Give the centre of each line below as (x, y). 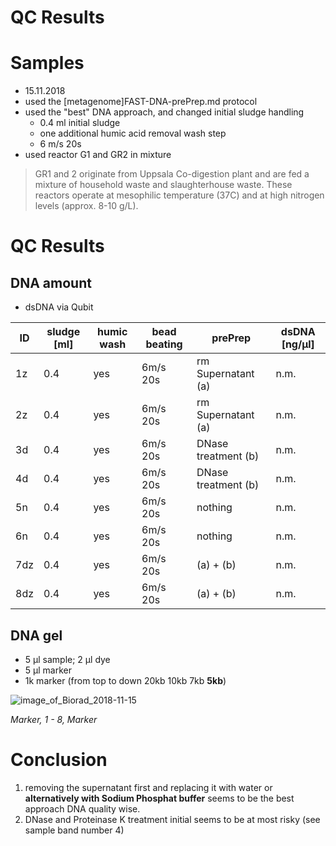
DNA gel (36, 635)
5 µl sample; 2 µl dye (67, 659)
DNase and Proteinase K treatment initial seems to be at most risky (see (172, 819)
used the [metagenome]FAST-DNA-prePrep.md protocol (141, 102)
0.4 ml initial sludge (80, 123)
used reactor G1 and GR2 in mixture (98, 155)
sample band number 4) (74, 830)
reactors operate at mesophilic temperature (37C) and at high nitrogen (179, 195)
